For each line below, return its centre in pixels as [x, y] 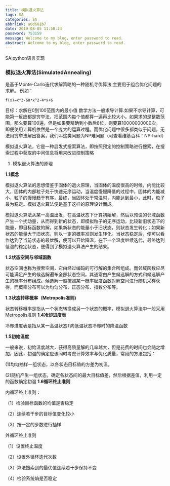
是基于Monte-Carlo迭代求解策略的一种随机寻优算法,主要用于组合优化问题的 [83, 85]
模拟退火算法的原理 [33, 164]
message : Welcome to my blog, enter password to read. [64, 39]
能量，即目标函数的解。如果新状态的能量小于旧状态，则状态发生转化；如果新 [85, 228]
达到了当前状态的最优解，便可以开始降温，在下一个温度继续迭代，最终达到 [87, 240]
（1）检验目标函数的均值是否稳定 [39, 403]
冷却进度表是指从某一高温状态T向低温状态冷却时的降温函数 [67, 326]
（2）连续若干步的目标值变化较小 [40, 414]
